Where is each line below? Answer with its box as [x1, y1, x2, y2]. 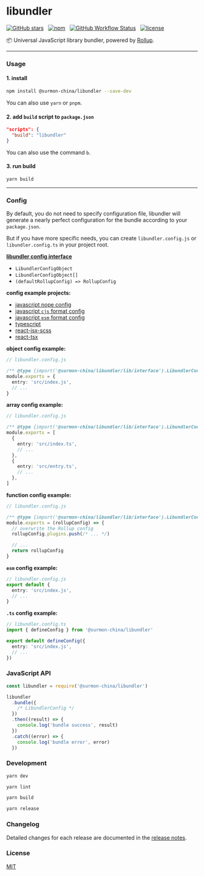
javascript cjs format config [15, 308, 85, 315]
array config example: [6, 401, 63, 409]
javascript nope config [15, 301, 72, 308]
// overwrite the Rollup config [12, 525, 94, 532]
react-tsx [15, 333, 38, 341]
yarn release [6, 806, 39, 812]
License [6, 849, 30, 857]
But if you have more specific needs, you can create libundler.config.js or [6, 235, 197, 242]
